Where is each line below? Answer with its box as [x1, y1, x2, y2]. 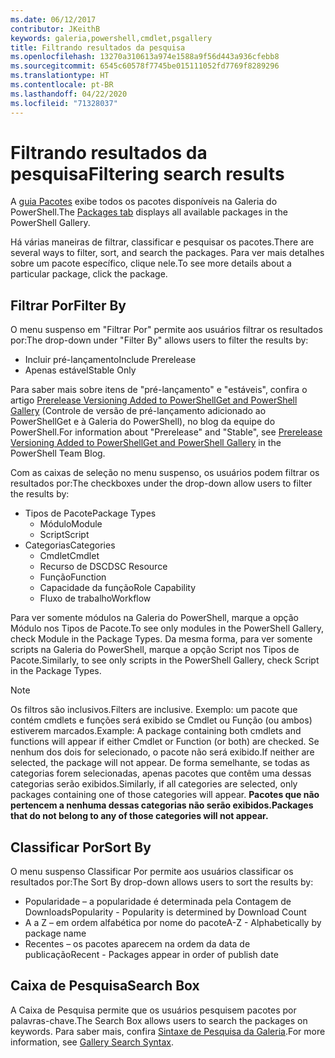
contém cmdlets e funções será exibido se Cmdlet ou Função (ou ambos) [10, 714, 313, 726]
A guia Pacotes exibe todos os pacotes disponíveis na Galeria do [10, 196, 278, 208]
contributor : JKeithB [10, 24, 101, 34]
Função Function [39, 571, 107, 583]
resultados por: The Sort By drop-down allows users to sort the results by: [10, 876, 314, 888]
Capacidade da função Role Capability [39, 582, 197, 594]
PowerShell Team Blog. [10, 447, 106, 460]
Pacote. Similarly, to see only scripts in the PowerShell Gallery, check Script [10, 654, 320, 666]
